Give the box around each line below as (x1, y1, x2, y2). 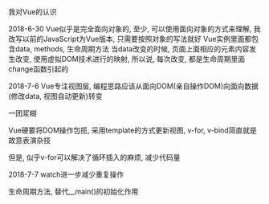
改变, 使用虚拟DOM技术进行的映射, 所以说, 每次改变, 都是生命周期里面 (14, 55, 246, 63)
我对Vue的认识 (8, 7, 58, 16)
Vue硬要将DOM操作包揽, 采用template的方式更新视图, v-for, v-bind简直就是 (8, 125, 257, 135)
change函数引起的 (8, 64, 69, 74)
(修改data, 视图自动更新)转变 (8, 92, 103, 100)
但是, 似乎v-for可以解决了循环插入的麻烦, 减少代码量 (8, 153, 181, 162)
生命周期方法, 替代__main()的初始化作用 (8, 187, 139, 196)
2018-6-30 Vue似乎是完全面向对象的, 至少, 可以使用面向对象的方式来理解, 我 (8, 24, 261, 34)
